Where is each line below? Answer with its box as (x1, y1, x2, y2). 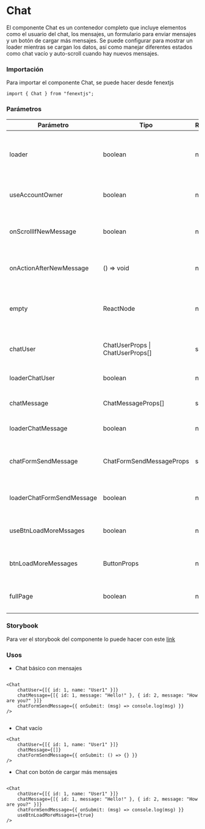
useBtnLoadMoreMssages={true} (17, 813, 95, 819)
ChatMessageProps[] (103, 399, 165, 407)
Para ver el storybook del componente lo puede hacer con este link (6, 635, 176, 643)
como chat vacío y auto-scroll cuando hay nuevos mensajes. (6, 49, 159, 57)
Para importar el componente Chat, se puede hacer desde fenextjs (6, 79, 174, 86)
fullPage (9, 592, 34, 600)
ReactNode (103, 304, 135, 313)
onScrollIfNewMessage (9, 227, 76, 236)
